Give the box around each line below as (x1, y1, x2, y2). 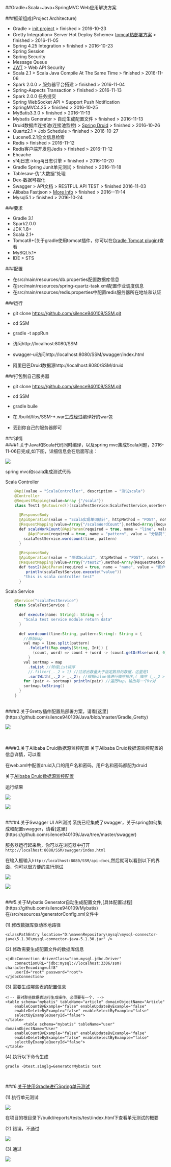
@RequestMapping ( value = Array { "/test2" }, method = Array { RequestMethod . (18, 560, 167, 565)
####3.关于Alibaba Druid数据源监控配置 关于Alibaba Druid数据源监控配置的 (5, 745, 164, 751)
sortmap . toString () (23, 683, 65, 688)
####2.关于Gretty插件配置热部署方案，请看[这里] (5, 708, 108, 714)
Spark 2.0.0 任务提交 (12, 93, 56, 99)
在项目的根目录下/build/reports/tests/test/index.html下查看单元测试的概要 (5, 1114, 159, 1121)
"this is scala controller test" (23, 574, 95, 579)
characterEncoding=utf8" (5, 965, 58, 970)
